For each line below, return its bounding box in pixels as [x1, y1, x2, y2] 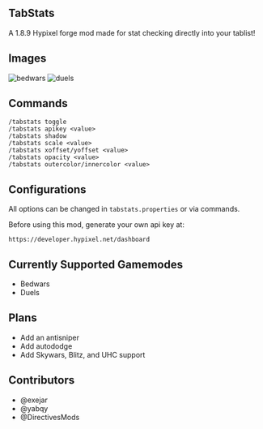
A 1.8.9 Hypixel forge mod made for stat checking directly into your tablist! [8, 28, 256, 37]
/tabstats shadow [8, 132, 67, 140]
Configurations [8, 182, 87, 196]
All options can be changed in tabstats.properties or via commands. [8, 204, 240, 214]
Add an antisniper [19, 332, 79, 342]
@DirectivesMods [19, 412, 80, 422]
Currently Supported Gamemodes [8, 257, 184, 271]
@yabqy [19, 403, 49, 413]
